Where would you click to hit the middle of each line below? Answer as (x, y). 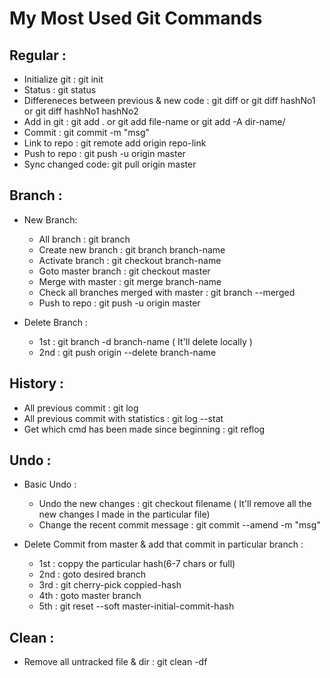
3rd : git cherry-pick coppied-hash (110, 585)
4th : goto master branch (90, 596)
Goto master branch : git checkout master (124, 271)
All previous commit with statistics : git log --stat (123, 418)
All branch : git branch (84, 239)
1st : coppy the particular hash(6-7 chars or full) (137, 564)
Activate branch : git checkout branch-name (130, 260)
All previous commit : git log (81, 408)
